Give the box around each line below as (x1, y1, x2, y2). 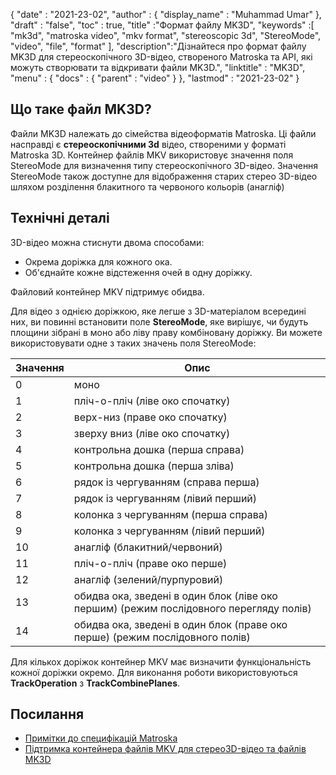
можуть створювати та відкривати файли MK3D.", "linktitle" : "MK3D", (10, 62, 306, 73)
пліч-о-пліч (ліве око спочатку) (73, 394, 231, 408)
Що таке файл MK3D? (10, 101, 152, 118)
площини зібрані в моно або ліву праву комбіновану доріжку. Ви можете (10, 326, 323, 338)
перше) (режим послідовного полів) (73, 630, 251, 644)
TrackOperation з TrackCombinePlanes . (10, 677, 181, 689)
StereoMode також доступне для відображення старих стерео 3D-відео (10, 170, 318, 182)
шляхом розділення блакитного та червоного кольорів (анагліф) (10, 180, 285, 193)
